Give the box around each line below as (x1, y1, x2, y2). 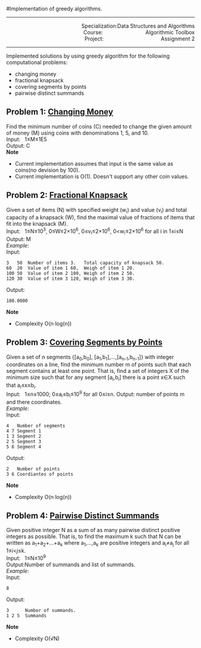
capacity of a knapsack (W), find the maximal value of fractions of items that (6, 214, 195, 221)
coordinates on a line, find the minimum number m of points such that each (6, 361, 191, 368)
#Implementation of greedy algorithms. (6, 5, 103, 12)
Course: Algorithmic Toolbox (83, 29, 195, 35)
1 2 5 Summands (6, 613, 47, 619)
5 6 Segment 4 (6, 444, 42, 450)
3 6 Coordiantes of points (6, 471, 74, 477)
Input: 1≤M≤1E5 (6, 135, 47, 143)
